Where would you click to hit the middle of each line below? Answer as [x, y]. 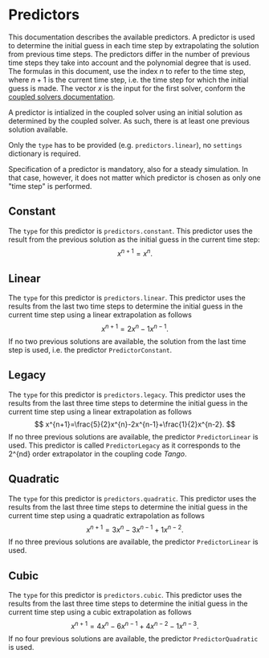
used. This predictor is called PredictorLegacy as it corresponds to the [124, 445]
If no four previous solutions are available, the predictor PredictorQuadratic [133, 638]
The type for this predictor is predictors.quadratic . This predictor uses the [132, 498]
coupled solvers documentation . [62, 96]
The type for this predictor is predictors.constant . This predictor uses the [130, 231]
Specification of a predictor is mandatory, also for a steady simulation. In [128, 169]
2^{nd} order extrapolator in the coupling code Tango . [98, 454]
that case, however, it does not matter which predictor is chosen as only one [134, 178]
